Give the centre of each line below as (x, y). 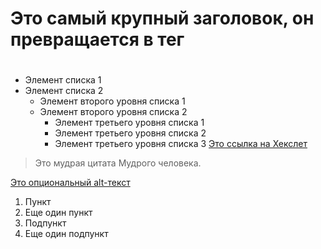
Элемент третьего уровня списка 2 (130, 133)
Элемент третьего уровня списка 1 (129, 123)
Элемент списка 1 (63, 80)
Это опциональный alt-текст (70, 183)
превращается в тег (97, 39)
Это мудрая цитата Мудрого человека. (118, 163)
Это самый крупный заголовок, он (162, 18)
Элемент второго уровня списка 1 (112, 101)
